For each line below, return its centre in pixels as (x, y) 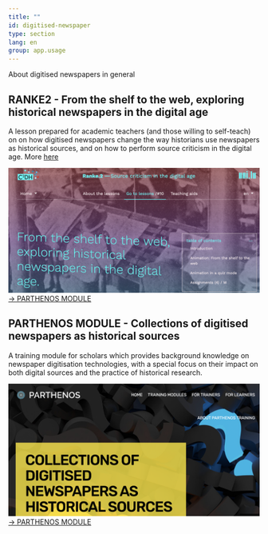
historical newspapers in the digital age (108, 112)
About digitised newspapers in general (72, 74)
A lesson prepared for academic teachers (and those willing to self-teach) (130, 131)
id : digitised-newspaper (49, 25)
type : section (32, 34)
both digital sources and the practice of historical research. (106, 373)
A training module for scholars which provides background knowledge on (129, 355)
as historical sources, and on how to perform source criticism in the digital (130, 148)
